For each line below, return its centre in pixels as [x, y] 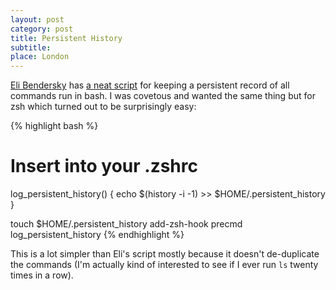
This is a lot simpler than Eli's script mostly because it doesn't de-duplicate [165, 254]
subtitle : [31, 47]
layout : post [37, 19]
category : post [42, 29]
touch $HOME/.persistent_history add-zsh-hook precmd [126, 224]
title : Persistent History [66, 38]
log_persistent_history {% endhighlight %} [97, 235]
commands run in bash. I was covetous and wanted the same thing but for [163, 96]
